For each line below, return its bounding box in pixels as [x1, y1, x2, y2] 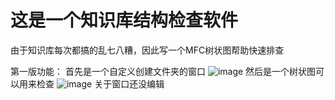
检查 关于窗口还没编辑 [36, 77, 165, 90]
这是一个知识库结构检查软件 [10, 9, 239, 32]
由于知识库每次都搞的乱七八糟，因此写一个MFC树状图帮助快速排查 [10, 44, 285, 56]
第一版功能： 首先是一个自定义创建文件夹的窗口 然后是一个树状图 [10, 65, 317, 77]
